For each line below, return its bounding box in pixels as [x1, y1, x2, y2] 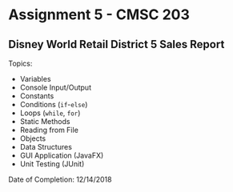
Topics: [8, 58, 33, 68]
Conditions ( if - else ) [19, 100, 88, 109]
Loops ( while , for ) [19, 108, 81, 118]
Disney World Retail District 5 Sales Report [8, 38, 225, 51]
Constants [19, 91, 54, 101]
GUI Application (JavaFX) [19, 150, 104, 160]
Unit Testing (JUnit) [19, 159, 85, 169]
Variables [19, 74, 51, 83]
